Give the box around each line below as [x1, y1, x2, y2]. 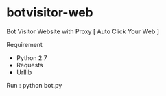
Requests [16, 61, 43, 69]
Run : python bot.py [6, 81, 62, 89]
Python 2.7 [16, 53, 47, 62]
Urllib [16, 68, 32, 76]
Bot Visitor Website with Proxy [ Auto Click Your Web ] [6, 27, 159, 35]
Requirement [6, 40, 43, 48]
